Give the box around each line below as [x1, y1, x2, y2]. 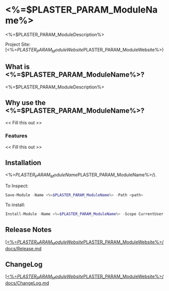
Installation [5, 159, 41, 167]
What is [5, 63, 30, 71]
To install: [5, 202, 25, 208]
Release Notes [5, 225, 52, 234]
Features [5, 132, 28, 139]
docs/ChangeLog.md [5, 280, 49, 286]
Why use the [5, 98, 46, 107]
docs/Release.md [5, 246, 42, 252]
